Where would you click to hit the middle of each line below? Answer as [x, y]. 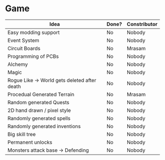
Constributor [142, 24]
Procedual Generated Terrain [41, 94]
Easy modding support [34, 32]
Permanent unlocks [30, 142]
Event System [23, 40]
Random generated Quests [39, 102]
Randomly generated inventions [44, 126]
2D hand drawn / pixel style [39, 110]
